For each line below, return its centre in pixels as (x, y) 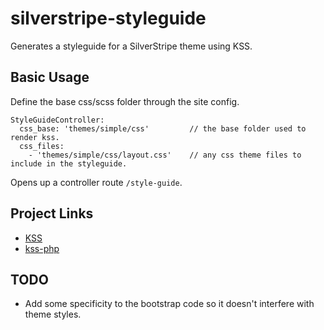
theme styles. (53, 314)
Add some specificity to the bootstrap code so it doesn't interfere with (169, 304)
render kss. (35, 137)
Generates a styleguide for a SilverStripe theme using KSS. (131, 46)
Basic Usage (50, 77)
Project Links (52, 213)
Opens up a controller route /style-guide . (96, 182)
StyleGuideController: (57, 120)
